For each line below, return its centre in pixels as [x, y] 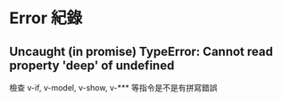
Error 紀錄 [46, 18]
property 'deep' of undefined [92, 65]
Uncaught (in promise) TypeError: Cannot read [141, 51]
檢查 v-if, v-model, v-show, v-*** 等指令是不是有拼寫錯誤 [113, 88]
